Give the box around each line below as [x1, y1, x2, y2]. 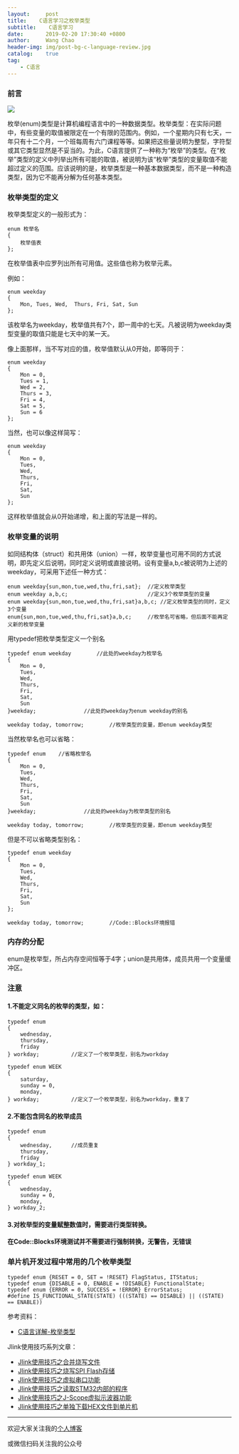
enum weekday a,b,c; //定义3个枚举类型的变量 [7, 590, 211, 598]
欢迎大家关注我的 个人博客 [7, 1424, 83, 1433]
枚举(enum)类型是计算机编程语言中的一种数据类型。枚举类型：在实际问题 [7, 119, 222, 128]
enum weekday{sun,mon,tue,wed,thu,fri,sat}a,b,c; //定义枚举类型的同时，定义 [7, 598, 230, 605]
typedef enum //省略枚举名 [7, 750, 92, 757]
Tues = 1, [20, 377, 50, 385]
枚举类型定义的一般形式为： [7, 210, 89, 218]
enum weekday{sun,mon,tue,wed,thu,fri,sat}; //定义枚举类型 [7, 583, 186, 590]
